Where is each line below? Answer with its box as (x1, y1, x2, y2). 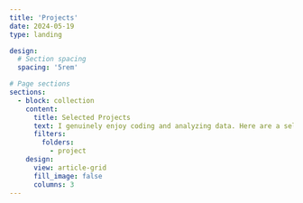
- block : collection (17, 96, 95, 105)
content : (25, 105, 59, 114)
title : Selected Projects (32, 113, 131, 122)
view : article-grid (32, 163, 106, 172)
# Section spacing (17, 55, 87, 64)
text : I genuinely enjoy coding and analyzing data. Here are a (32, 121, 280, 131)
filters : (32, 130, 67, 139)
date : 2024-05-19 (9, 22, 75, 31)
